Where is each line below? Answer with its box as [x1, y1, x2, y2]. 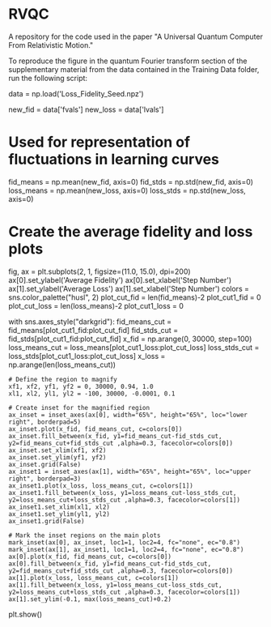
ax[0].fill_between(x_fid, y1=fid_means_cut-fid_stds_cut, [8, 560, 212, 568]
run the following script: [8, 73, 87, 83]
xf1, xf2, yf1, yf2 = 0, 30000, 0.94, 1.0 [8, 382, 154, 390]
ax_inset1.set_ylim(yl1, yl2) [8, 510, 111, 518]
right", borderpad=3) [8, 475, 82, 483]
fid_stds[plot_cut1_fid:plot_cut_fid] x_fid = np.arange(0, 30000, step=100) [8, 334, 252, 343]
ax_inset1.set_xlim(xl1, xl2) [8, 503, 111, 511]
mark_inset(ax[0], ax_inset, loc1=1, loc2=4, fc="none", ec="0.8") [8, 538, 241, 547]
